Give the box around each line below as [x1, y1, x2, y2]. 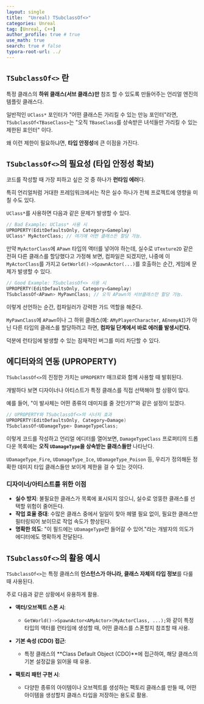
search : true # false [6, 43, 62, 49]
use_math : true [6, 37, 45, 43]
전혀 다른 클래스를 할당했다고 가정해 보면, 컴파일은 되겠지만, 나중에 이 [6, 253, 171, 259]
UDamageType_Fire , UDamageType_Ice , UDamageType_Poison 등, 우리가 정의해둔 [6, 455, 192, 463]
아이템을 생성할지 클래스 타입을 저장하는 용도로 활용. [24, 691, 148, 699]
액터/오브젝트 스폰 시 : [15, 604, 66, 611]
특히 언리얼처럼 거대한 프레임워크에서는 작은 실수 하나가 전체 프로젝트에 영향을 [6, 189, 192, 196]
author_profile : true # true [6, 32, 80, 38]
